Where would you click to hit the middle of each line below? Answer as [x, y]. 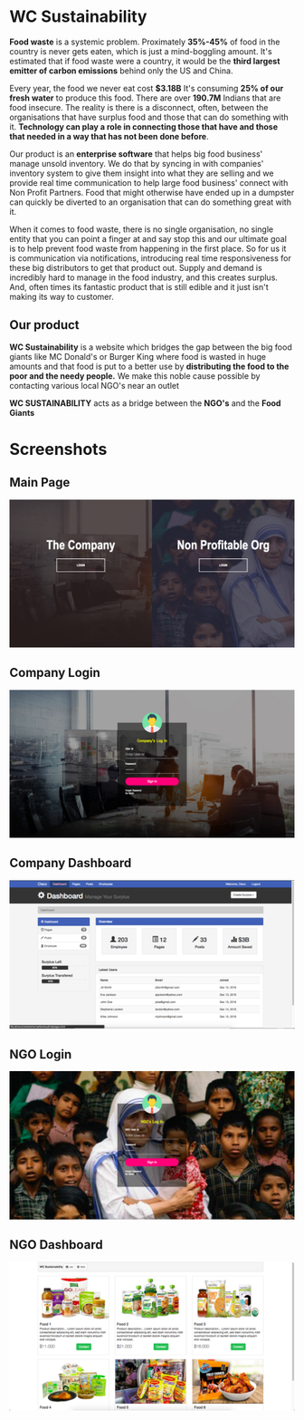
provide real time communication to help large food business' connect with [149, 182]
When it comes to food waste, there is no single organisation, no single [142, 229]
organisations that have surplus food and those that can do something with [149, 117]
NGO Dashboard [56, 1245]
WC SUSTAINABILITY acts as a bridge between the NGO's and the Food [145, 403]
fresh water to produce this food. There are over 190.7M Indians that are [145, 98]
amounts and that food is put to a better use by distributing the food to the [149, 366]
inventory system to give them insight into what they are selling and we [142, 173]
